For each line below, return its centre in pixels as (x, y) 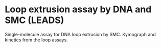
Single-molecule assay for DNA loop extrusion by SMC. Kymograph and (80, 34)
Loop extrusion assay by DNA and (78, 9)
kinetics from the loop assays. (36, 40)
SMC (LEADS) (34, 20)
